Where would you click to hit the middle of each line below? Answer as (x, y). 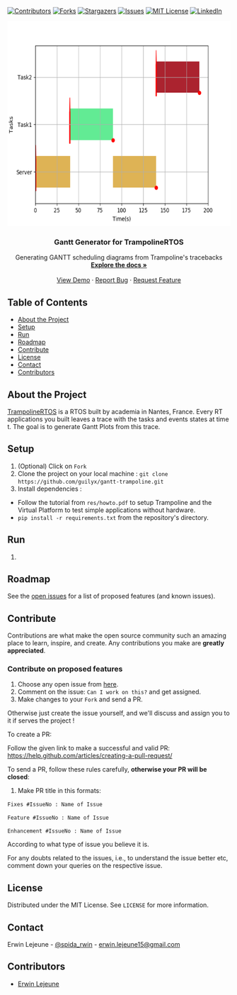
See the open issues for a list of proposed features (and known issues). (111, 596)
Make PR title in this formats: (59, 791)
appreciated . (27, 651)
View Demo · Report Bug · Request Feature (119, 280)
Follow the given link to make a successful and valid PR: (89, 748)
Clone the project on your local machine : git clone (93, 473)
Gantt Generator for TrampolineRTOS (119, 242)
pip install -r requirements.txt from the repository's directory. (113, 517)
